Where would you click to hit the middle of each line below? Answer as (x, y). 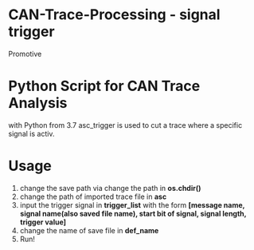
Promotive (25, 54)
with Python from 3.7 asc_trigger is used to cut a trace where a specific (125, 125)
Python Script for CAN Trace (104, 86)
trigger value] (43, 222)
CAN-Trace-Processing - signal (114, 15)
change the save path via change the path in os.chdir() (110, 188)
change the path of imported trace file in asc (93, 196)
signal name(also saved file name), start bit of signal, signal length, (133, 213)
